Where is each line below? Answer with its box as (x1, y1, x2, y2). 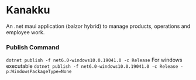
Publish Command (6, 43, 60, 51)
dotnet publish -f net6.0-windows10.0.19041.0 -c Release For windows (6, 56, 183, 64)
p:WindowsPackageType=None (6, 69, 72, 75)
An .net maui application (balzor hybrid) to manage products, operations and (6, 23, 191, 30)
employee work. (6, 28, 45, 35)
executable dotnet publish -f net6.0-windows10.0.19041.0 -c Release (6, 63, 178, 70)
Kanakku (6, 3, 50, 17)
